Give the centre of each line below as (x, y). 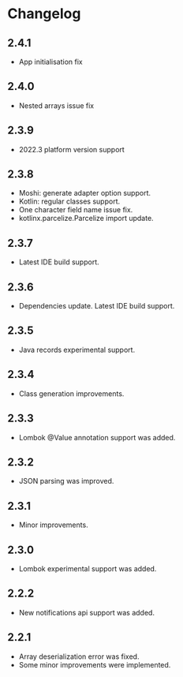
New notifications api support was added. (87, 612)
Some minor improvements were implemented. (95, 664)
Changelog (44, 14)
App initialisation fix (51, 62)
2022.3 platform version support (72, 149)
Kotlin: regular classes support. (69, 201)
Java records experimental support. (77, 350)
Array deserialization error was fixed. (79, 656)
